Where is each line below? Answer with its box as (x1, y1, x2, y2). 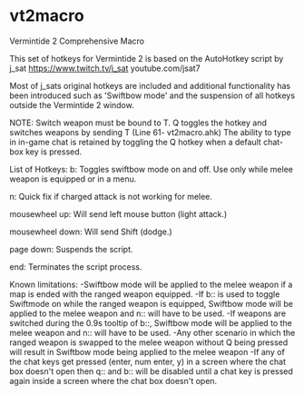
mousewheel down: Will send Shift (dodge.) (9, 226, 172, 237)
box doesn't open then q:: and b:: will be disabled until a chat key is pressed (9, 365, 293, 377)
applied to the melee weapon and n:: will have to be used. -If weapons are (9, 308, 287, 319)
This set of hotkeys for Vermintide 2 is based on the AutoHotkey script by (9, 53, 284, 64)
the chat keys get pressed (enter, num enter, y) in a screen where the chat (9, 356, 287, 367)
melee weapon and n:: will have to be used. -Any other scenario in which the (9, 327, 296, 338)
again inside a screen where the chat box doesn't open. (9, 375, 218, 386)
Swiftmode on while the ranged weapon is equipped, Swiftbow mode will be (9, 298, 293, 309)
